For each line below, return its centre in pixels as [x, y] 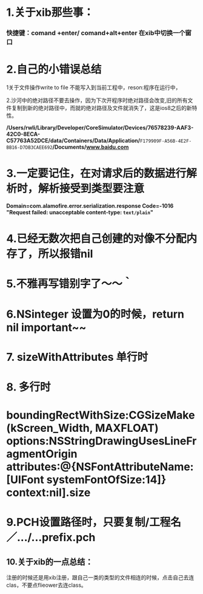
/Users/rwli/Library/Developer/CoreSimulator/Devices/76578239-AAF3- [100, 128]
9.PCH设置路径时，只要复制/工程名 [94, 522]
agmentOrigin [42, 454]
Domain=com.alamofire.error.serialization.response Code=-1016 [90, 206]
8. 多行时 [28, 387]
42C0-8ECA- [23, 134]
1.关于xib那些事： [50, 12]
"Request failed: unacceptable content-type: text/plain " [80, 212]
